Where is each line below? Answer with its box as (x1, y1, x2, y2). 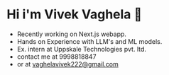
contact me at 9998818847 (16, 52, 97, 61)
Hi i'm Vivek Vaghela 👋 (6, 6, 143, 23)
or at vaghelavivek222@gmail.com (16, 59, 119, 68)
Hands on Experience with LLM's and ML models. (16, 37, 163, 45)
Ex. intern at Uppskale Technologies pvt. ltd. (16, 45, 147, 53)
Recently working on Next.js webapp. (16, 30, 127, 38)
